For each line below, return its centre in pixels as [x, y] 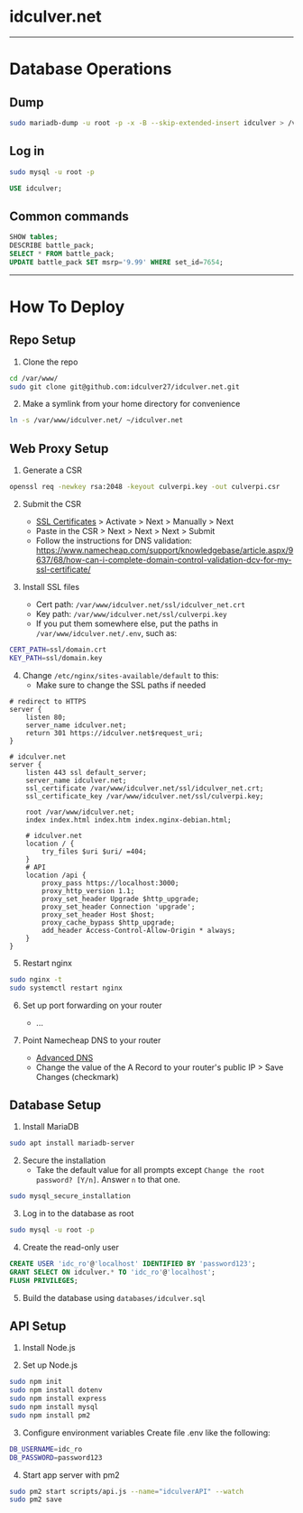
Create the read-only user [70, 1247]
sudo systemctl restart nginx [66, 988]
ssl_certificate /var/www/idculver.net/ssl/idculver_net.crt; [145, 788]
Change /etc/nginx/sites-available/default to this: [120, 675]
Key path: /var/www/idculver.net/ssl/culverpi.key [131, 614]
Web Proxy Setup [59, 448]
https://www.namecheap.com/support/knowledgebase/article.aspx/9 [165, 550]
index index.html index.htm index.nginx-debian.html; [129, 820]
